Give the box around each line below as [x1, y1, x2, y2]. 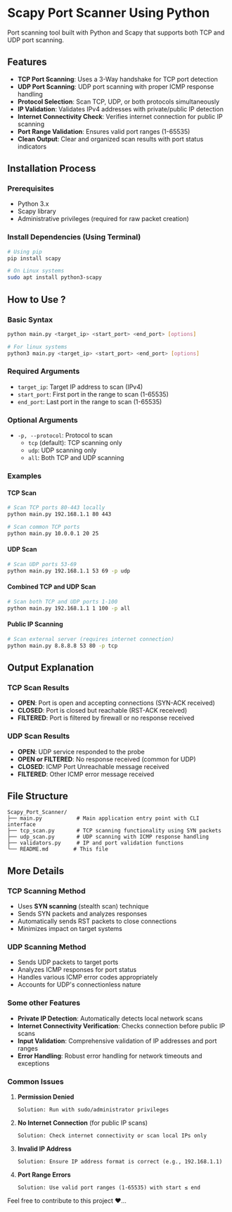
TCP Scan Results [7, 682, 70, 692]
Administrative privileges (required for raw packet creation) [17, 215, 190, 223]
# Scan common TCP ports [7, 523, 80, 531]
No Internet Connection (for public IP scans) [17, 1118, 148, 1127]
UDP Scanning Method [7, 942, 86, 952]
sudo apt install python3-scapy [7, 274, 102, 281]
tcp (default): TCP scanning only [27, 439, 122, 447]
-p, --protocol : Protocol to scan [17, 431, 113, 439]
